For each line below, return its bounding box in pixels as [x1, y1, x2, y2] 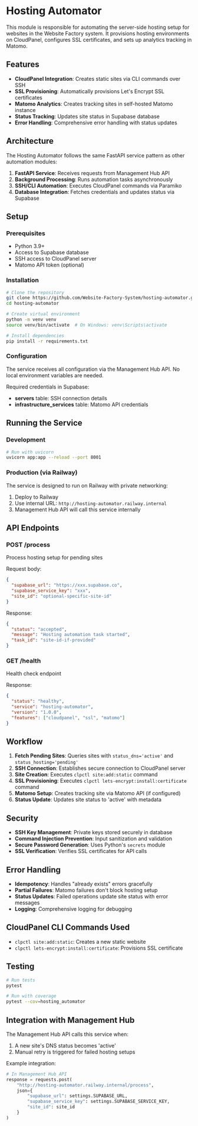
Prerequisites [6, 229, 45, 237]
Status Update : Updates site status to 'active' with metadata [14, 796, 162, 803]
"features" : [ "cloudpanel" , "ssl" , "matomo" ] [11, 715, 126, 720]
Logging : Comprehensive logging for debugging [14, 906, 133, 912]
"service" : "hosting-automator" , [11, 704, 94, 710]
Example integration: [6, 1059, 56, 1066]
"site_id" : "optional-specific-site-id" [11, 593, 112, 599]
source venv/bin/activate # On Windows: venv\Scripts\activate [6, 322, 167, 328]
